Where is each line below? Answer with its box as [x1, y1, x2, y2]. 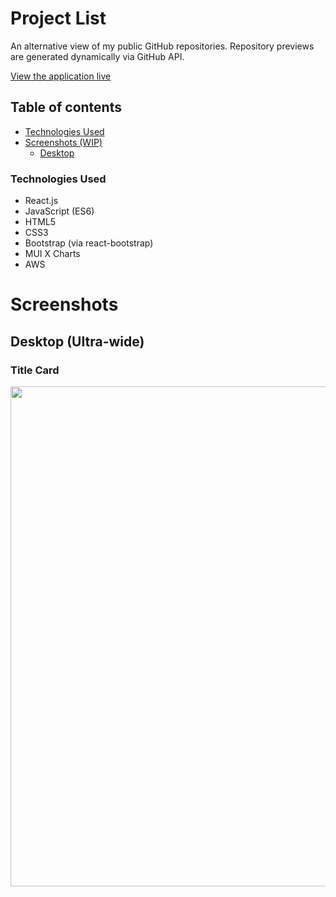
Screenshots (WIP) [24, 136, 103, 148]
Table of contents [10, 99, 122, 116]
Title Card [10, 363, 60, 377]
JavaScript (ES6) [24, 205, 95, 217]
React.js [24, 195, 59, 207]
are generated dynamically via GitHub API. [10, 50, 185, 62]
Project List [10, 7, 107, 30]
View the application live [10, 70, 112, 82]
